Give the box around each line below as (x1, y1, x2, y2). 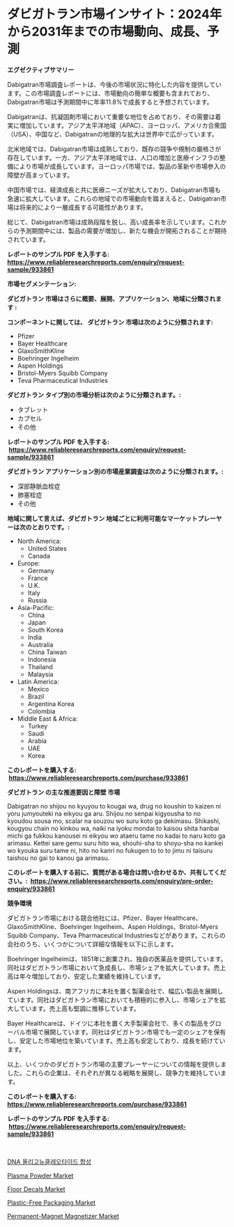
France (27, 574, 49, 582)
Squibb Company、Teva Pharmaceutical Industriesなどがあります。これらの (7, 931, 226, 939)
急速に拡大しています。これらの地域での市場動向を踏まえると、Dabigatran (7, 194, 221, 203)
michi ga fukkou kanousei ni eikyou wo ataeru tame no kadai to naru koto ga (7, 831, 226, 840)
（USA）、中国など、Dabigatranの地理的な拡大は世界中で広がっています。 (7, 130, 218, 138)
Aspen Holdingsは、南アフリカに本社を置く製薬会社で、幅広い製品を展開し (7, 987, 224, 995)
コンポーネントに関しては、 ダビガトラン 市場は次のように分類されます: (7, 318, 214, 326)
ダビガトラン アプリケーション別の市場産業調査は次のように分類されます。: (7, 467, 224, 476)
